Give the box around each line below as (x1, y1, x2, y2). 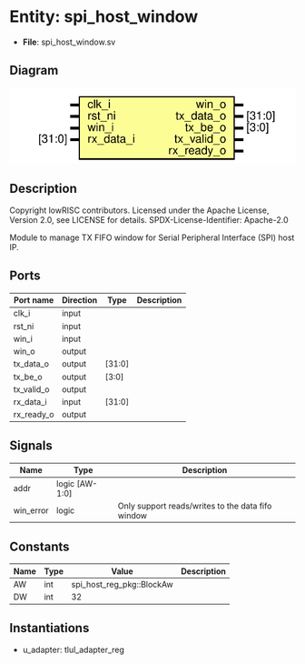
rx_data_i (13, 397, 47, 407)
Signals (9, 438, 53, 454)
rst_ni (13, 320, 34, 331)
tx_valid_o (13, 384, 50, 395)
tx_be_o (13, 371, 43, 382)
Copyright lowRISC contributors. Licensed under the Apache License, (9, 205, 270, 216)
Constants (9, 538, 70, 554)
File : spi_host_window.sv (22, 36, 116, 47)
